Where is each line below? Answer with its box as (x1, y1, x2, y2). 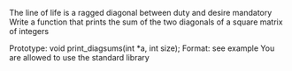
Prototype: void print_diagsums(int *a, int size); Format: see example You (9, 43, 275, 53)
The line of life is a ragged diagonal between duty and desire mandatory (9, 8, 273, 18)
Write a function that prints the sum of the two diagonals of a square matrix (9, 17, 283, 27)
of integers (9, 26, 50, 36)
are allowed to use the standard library (9, 53, 150, 62)
